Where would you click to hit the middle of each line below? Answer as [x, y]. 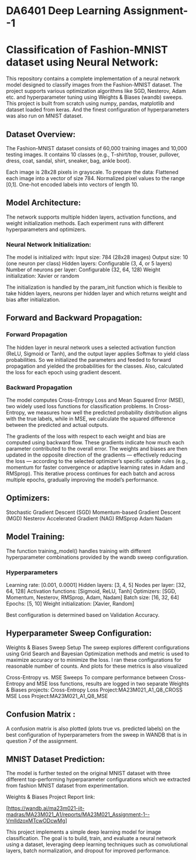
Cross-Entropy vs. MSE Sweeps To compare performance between [87, 677]
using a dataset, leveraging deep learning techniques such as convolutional [97, 845]
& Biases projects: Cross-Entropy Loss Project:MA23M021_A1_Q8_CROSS [94, 690]
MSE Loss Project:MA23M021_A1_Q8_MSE [57, 696]
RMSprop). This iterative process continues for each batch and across [91, 474]
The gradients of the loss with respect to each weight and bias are [86, 436]
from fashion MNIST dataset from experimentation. [67, 786]
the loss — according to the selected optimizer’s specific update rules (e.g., [97, 461]
